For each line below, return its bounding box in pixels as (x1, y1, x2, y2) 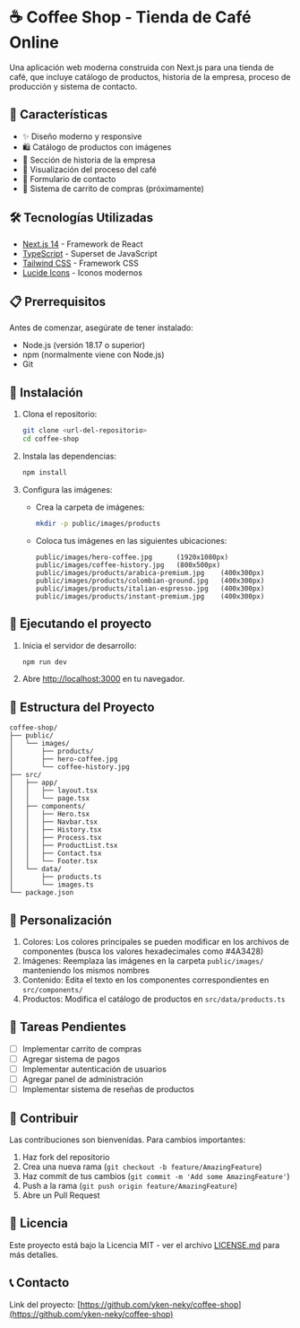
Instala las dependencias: (21, 450, 116, 461)
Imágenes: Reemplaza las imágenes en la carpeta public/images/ (21, 956, 264, 965)
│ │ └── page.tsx (9, 794, 90, 803)
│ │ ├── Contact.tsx (9, 849, 102, 858)
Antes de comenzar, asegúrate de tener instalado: (9, 322, 194, 333)
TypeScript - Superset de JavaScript (21, 248, 159, 258)
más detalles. (9, 1249, 59, 1260)
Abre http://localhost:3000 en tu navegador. (21, 674, 185, 685)
